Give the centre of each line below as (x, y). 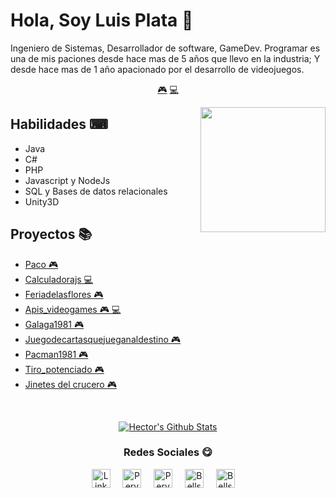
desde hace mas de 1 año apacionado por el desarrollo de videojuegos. (157, 69)
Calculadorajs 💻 (58, 279)
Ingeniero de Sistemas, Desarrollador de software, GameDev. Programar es (165, 48)
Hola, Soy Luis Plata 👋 (102, 20)
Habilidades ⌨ (59, 124)
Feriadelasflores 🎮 (64, 294)
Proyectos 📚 (51, 234)
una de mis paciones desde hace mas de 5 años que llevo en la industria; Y (165, 58)
